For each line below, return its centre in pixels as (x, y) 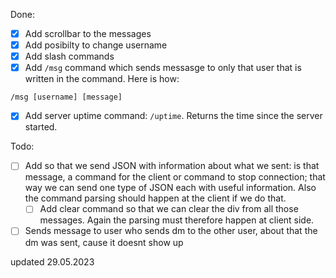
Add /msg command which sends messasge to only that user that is (163, 68)
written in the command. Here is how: (102, 79)
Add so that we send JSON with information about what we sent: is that (172, 166)
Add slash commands (69, 56)
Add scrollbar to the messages (88, 33)
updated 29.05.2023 (52, 261)
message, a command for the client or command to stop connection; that (175, 177)
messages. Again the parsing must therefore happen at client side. (177, 220)
